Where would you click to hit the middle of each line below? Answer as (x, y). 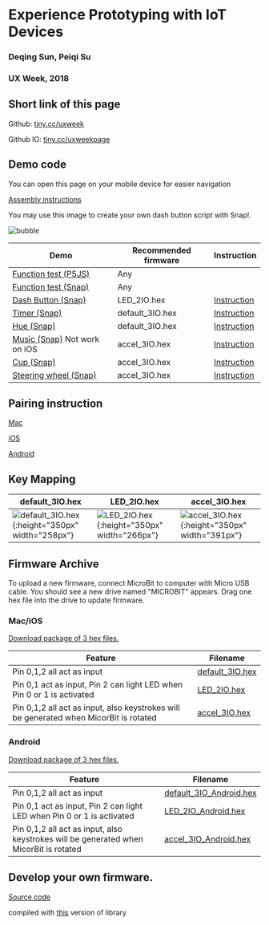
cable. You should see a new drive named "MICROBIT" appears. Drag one (130, 592)
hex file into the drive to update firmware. (76, 600)
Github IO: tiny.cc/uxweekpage (59, 139)
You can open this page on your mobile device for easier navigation (120, 184)
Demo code (37, 165)
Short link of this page (64, 105)
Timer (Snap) (37, 313)
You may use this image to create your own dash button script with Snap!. (130, 215)
